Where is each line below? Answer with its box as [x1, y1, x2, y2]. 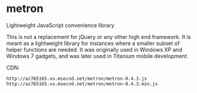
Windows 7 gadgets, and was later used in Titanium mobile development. [6, 52, 189, 59]
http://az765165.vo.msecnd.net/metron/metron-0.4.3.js [6, 76, 147, 82]
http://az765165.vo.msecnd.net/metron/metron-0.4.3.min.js [6, 80, 158, 87]
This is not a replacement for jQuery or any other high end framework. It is [6, 33, 192, 40]
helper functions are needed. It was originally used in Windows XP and [6, 46, 182, 53]
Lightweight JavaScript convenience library [6, 22, 115, 29]
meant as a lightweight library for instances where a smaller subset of [6, 40, 180, 47]
